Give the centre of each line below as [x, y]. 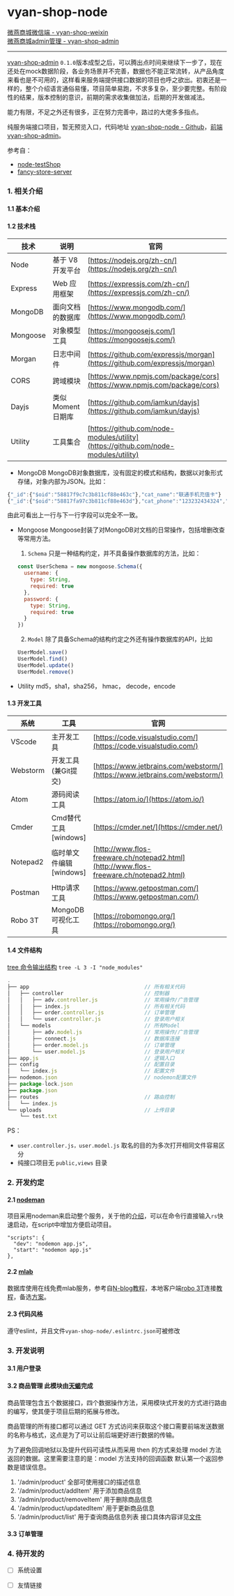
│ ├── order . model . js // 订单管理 [91, 1045]
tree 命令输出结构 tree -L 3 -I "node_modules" [75, 967]
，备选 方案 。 [32, 1296]
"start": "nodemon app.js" [53, 1250]
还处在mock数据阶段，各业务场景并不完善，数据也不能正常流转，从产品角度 [116, 71]
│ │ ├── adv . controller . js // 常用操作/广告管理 [103, 1000]
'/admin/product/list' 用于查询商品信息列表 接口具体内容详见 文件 [109, 1517]
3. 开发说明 [26, 1351]
